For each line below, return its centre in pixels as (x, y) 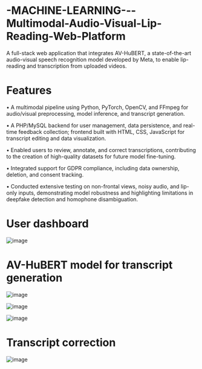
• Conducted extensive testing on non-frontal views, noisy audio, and (93, 186)
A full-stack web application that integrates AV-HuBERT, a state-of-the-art (99, 53)
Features (29, 91)
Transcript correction (61, 342)
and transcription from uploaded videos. (77, 66)
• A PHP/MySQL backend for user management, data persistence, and (94, 125)
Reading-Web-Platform (66, 36)
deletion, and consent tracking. (45, 175)
